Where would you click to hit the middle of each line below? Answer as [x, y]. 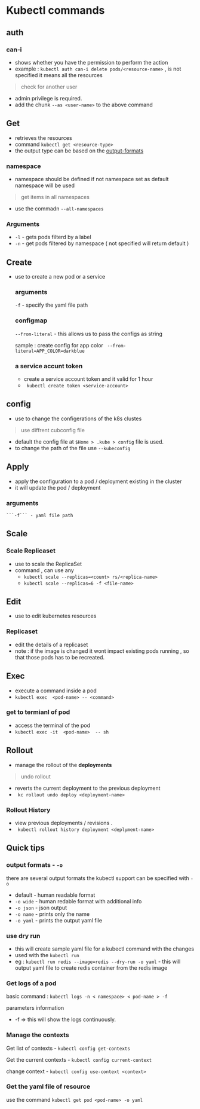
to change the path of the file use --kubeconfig [73, 448]
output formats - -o [35, 865]
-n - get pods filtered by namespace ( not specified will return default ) [102, 243]
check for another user [49, 87]
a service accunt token [49, 366]
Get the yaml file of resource [48, 1087]
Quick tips [25, 848]
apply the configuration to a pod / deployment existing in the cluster [98, 481]
